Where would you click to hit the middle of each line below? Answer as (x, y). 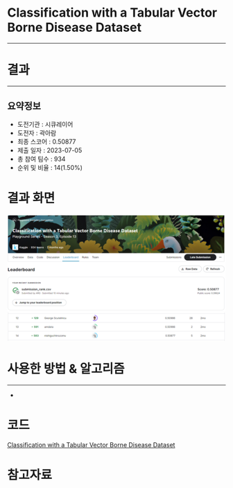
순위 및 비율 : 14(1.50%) (50, 167)
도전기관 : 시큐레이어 (45, 124)
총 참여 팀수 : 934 (41, 159)
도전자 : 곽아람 (37, 132)
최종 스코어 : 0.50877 (46, 141)
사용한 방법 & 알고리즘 (66, 369)
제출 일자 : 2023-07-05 (50, 150)
